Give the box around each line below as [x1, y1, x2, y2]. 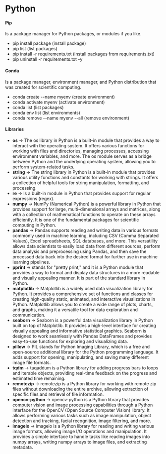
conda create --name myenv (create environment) [12, 94, 115, 100]
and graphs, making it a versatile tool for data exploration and [12, 307, 138, 313]
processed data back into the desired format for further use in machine [12, 253, 158, 259]
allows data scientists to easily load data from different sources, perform [12, 243, 161, 249]
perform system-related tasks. [12, 164, 75, 170]
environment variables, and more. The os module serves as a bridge [12, 153, 152, 159]
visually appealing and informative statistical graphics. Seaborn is [12, 328, 147, 334]
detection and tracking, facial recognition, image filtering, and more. [12, 418, 151, 424]
